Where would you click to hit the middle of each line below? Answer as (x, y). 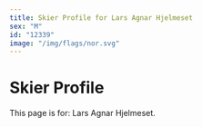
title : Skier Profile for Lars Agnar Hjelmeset (101, 18)
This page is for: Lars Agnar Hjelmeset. (83, 113)
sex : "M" (26, 26)
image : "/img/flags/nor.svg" (65, 43)
